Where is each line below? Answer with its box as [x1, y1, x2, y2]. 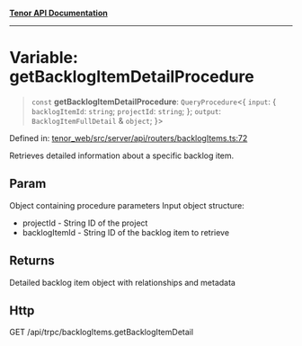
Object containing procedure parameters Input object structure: [9, 200, 244, 210]
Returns [9, 253, 56, 269]
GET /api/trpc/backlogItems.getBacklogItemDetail [9, 327, 194, 338]
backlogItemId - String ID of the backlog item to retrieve [22, 226, 230, 237]
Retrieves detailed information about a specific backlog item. [9, 150, 235, 161]
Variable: [9, 48, 79, 68]
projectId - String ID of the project [22, 217, 148, 228]
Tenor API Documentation [9, 8, 108, 18]
